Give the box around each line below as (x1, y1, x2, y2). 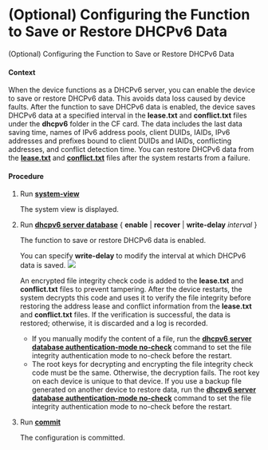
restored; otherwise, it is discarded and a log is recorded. (19, 318, 209, 329)
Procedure (8, 171, 44, 181)
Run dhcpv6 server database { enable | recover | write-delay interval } (19, 220, 258, 229)
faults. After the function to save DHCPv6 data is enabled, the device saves (8, 102, 256, 112)
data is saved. (19, 261, 66, 270)
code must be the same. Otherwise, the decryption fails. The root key (31, 368, 260, 377)
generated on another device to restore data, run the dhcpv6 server (31, 385, 257, 395)
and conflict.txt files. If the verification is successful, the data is (19, 310, 231, 320)
